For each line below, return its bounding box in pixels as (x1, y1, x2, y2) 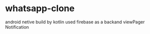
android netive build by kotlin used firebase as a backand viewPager (5, 19, 145, 25)
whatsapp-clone (5, 3, 75, 14)
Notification (5, 24, 29, 30)
